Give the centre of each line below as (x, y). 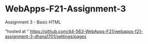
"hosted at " (17, 31)
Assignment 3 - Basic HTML (33, 22)
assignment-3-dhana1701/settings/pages (46, 36)
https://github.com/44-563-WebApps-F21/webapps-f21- (86, 31)
